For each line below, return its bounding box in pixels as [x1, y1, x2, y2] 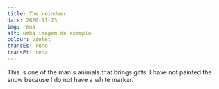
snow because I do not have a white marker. [7, 75, 134, 83]
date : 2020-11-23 [7, 17, 58, 24]
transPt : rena [7, 49, 49, 56]
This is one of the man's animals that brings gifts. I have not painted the [7, 67, 212, 76]
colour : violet [7, 36, 51, 43]
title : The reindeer [7, 10, 67, 17]
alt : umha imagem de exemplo [7, 29, 92, 37]
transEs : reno [7, 42, 49, 49]
